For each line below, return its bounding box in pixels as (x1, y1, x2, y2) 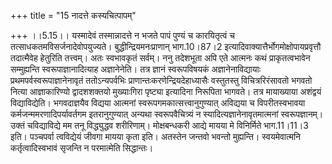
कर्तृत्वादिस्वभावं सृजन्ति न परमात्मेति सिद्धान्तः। (10, 142, 154, 154)
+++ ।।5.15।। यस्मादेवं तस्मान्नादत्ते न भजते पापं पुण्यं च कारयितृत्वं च (10, 30, 235, 41)
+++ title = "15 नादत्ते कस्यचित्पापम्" (10, 10, 137, 21)
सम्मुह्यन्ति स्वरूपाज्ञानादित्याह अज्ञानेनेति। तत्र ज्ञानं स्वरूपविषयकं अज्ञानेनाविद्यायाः (10, 63, 262, 75)
